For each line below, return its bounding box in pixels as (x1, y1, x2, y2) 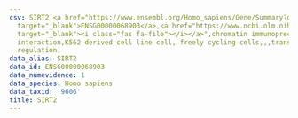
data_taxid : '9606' (9, 87, 82, 96)
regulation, (17, 46, 62, 55)
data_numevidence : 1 (9, 71, 86, 80)
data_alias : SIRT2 (9, 54, 77, 63)
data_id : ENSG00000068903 (9, 63, 105, 72)
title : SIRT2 (9, 95, 58, 105)
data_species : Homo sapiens (9, 79, 114, 88)
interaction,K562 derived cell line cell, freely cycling (17, 37, 237, 47)
